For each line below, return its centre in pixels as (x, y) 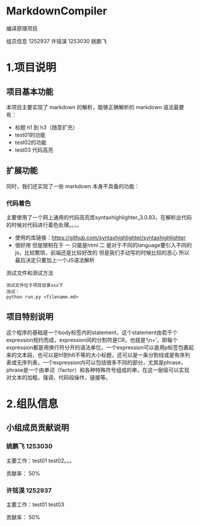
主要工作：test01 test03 (35, 504)
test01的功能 (30, 135)
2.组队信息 (32, 404)
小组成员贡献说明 (38, 428)
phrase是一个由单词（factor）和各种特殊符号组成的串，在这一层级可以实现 (98, 369)
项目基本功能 (30, 91)
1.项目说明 (31, 68)
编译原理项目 (22, 28)
